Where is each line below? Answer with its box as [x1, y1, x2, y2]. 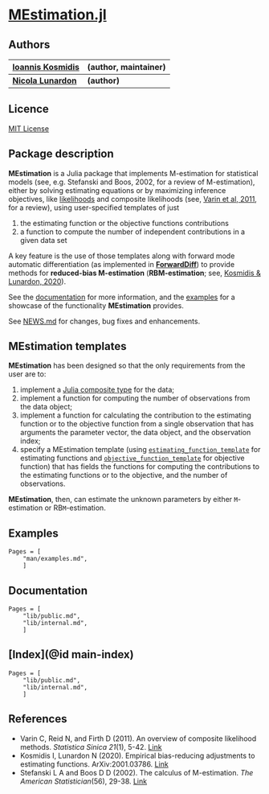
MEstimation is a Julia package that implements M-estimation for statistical [8, 168, 259, 178]
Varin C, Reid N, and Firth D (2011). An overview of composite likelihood [19, 734, 257, 743]
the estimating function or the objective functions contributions [19, 218, 229, 228]
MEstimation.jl [8, 6, 107, 24]
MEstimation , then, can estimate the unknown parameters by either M [8, 495, 238, 504]
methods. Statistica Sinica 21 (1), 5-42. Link [19, 742, 162, 751]
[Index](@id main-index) [8, 648, 134, 661]
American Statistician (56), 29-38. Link [19, 776, 147, 786]
